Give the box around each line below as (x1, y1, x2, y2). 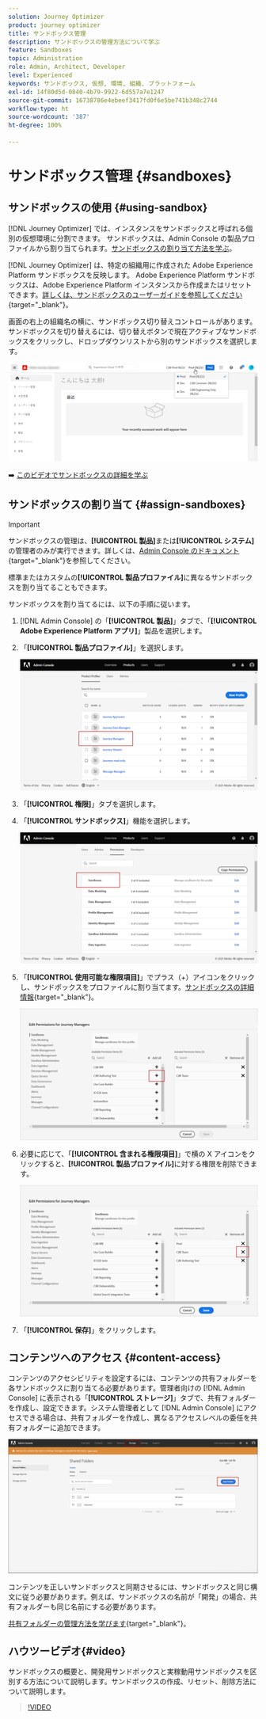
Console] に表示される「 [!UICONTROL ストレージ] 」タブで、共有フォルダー (8, 1394, 256, 1403)
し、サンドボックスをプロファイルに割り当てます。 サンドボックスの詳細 (19, 983, 255, 992)
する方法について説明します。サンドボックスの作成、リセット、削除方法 (14, 1677, 250, 1687)
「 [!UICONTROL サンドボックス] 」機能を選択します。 (19, 816, 195, 825)
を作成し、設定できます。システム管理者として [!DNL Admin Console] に (8, 1403, 244, 1413)
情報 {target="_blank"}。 (19, 992, 99, 1002)
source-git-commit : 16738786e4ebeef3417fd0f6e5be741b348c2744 (8, 96, 218, 105)
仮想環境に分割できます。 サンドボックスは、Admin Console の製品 (21, 234, 241, 243)
